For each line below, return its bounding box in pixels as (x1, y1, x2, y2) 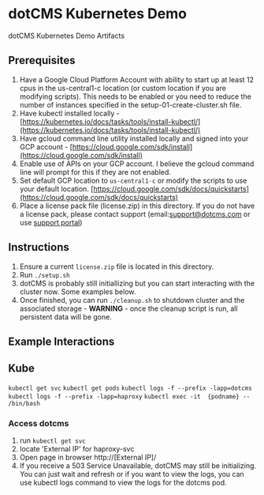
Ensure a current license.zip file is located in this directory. (19, 262, 214, 271)
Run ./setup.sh (19, 270, 70, 279)
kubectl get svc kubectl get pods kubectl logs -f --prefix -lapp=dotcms (8, 384, 252, 392)
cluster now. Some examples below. (19, 286, 136, 297)
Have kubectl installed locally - (19, 108, 121, 118)
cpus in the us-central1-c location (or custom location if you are (19, 83, 226, 93)
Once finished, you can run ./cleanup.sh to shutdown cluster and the (19, 295, 245, 304)
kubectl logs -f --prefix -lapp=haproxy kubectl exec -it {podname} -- (8, 392, 251, 400)
